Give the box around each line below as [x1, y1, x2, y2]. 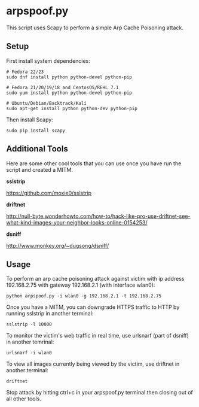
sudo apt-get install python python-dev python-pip [6, 105, 137, 111]
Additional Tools [6, 144, 69, 154]
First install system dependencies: [6, 57, 91, 64]
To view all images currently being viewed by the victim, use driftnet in [6, 360, 180, 367]
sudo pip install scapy [6, 127, 66, 133]
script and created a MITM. [6, 166, 74, 173]
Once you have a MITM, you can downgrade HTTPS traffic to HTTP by [6, 303, 180, 311]
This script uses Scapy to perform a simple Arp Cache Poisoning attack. [6, 24, 183, 31]
